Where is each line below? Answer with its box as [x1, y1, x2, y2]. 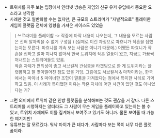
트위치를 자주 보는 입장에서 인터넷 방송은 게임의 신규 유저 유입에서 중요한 [9, 4, 147, 10]
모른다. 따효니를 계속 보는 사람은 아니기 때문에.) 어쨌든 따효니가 [27, 45, 147, 50]
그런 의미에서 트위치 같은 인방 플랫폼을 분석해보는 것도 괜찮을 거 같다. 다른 [9, 97, 149, 103]
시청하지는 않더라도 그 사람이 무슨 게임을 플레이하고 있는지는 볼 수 [26, 104, 151, 109]
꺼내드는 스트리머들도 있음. [14, 57, 65, 62]
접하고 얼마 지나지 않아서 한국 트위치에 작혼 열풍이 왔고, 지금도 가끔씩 [23, 51, 154, 57]
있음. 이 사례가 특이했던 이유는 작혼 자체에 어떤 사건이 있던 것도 [23, 81, 143, 87]
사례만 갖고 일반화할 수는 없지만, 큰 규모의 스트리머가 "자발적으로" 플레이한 [9, 16, 151, 22]
